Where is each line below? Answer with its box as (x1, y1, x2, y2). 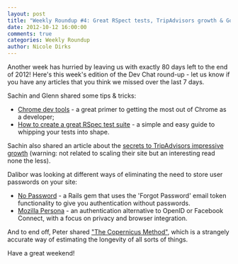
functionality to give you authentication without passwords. (17, 199, 191, 207)
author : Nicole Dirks (7, 43, 72, 50)
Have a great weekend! (7, 249, 75, 257)
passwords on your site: (7, 178, 78, 186)
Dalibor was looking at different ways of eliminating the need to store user (7, 171, 223, 178)
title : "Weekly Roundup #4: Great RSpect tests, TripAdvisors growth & (7, 17, 223, 24)
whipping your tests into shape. (17, 128, 110, 136)
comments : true (7, 30, 52, 38)
